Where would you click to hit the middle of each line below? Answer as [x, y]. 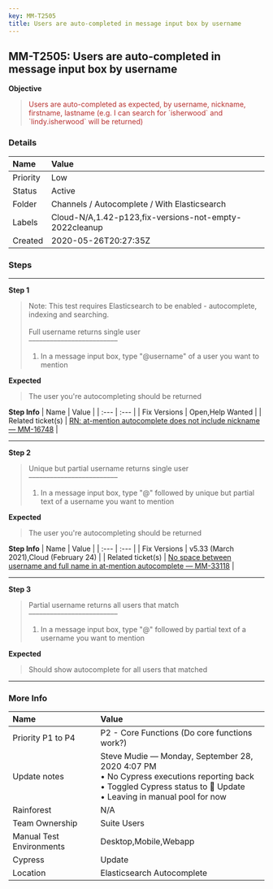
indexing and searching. [69, 314]
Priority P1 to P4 [44, 738]
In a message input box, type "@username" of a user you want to [150, 356]
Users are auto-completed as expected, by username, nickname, [137, 104]
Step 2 [19, 453]
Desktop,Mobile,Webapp [147, 842]
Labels [25, 222]
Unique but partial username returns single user [108, 468]
